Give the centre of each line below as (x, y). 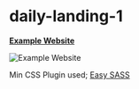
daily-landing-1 (66, 16)
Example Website (42, 41)
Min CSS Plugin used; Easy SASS (69, 74)
